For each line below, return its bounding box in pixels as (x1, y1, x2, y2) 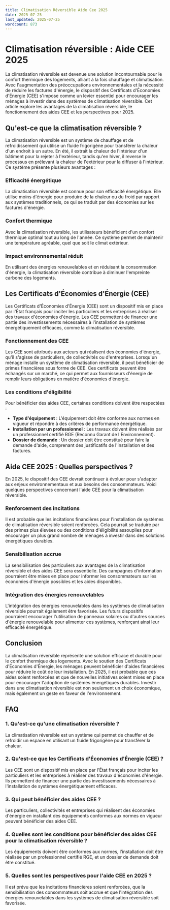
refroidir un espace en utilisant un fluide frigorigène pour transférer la (5, 737, 151, 743)
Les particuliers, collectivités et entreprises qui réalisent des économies (5, 807, 155, 813)
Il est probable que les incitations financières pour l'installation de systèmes (5, 517, 164, 523)
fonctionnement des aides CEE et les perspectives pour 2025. (5, 109, 135, 115)
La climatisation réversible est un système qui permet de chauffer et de (5, 732, 154, 738)
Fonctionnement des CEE (5, 337, 69, 344)
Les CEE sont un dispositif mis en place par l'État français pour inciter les (5, 767, 158, 773)
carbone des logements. (5, 275, 56, 281)
